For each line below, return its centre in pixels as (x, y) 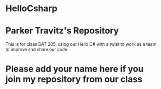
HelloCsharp (31, 9)
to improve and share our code (37, 50)
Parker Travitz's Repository (62, 31)
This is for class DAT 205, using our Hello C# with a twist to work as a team (81, 44)
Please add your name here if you (75, 69)
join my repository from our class (74, 80)
